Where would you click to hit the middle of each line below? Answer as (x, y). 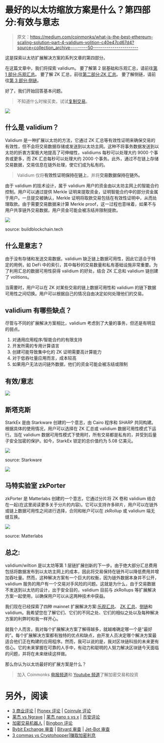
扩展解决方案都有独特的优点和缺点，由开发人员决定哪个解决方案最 (91, 635)
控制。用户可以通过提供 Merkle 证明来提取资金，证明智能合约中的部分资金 (80, 191)
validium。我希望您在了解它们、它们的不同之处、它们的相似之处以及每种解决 (82, 612)
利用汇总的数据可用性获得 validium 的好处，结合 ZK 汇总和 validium (77, 271)
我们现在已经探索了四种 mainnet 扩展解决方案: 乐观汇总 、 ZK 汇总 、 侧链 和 (79, 606)
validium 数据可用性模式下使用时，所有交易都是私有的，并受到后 (88, 435)
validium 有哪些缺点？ (39, 310)
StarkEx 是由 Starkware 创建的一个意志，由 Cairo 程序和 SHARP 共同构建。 (81, 422)
